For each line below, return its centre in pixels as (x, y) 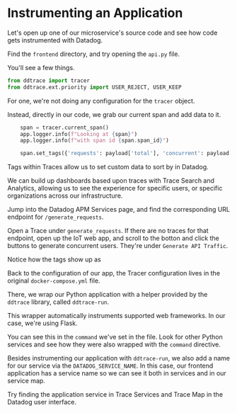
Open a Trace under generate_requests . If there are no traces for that (108, 231)
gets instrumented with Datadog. (55, 40)
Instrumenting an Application (95, 13)
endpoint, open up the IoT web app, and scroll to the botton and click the (113, 238)
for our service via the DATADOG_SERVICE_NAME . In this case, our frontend (110, 366)
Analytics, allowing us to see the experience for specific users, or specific (115, 188)
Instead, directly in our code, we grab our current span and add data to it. (114, 114)
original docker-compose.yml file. (54, 281)
